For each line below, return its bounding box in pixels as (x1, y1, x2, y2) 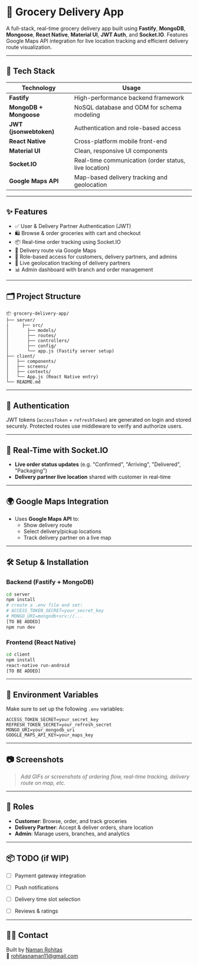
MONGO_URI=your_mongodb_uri (6, 727, 75, 733)
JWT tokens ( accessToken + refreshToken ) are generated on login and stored (6, 417, 192, 424)
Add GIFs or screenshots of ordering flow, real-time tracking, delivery (20, 773, 190, 780)
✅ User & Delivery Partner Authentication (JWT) (14, 222, 131, 229)
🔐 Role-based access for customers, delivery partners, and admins (14, 253, 178, 260)
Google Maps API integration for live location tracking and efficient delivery (6, 37, 189, 44)
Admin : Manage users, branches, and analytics (14, 830, 130, 837)
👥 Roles (6, 802, 34, 812)
